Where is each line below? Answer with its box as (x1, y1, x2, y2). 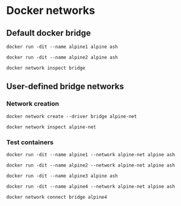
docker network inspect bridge (6, 65, 86, 71)
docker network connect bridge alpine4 (6, 194, 108, 200)
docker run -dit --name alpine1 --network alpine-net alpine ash (6, 151, 175, 158)
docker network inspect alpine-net (6, 124, 97, 130)
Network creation (6, 99, 60, 108)
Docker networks (6, 4, 95, 18)
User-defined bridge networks (6, 81, 125, 91)
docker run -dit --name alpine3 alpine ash (6, 173, 118, 179)
